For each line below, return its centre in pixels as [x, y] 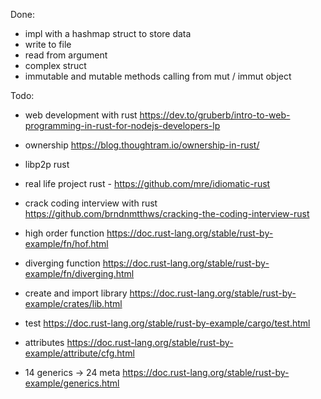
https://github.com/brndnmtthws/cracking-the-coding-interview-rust [167, 213]
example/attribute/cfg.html [79, 353]
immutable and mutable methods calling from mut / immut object [158, 76]
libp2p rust [47, 164]
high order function [64, 233]
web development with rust [81, 115]
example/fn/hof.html [66, 243]
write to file [48, 44]
